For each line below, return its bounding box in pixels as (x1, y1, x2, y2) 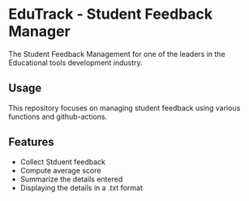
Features (8, 135, 54, 149)
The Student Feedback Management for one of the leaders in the (8, 49, 225, 59)
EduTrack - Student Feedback (8, 5, 213, 24)
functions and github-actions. (8, 111, 108, 121)
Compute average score (19, 165, 101, 175)
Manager (8, 22, 71, 41)
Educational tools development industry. (8, 58, 144, 68)
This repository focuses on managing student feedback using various (8, 103, 241, 112)
